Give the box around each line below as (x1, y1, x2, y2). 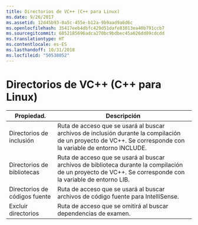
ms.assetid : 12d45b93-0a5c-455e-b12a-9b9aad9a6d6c (6, 19, 133, 25)
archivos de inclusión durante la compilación (57, 129, 181, 137)
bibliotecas (9, 168, 39, 176)
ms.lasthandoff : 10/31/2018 (6, 47, 75, 53)
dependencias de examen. (57, 209, 131, 217)
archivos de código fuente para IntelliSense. (57, 192, 179, 200)
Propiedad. (14, 111, 46, 120)
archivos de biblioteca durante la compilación (57, 160, 183, 168)
